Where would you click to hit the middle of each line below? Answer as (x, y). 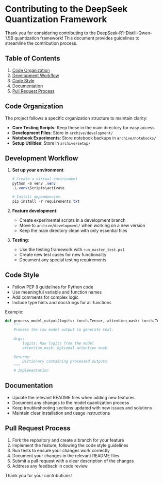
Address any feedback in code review (50, 466)
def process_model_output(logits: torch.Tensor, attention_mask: (72, 321)
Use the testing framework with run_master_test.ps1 (72, 249)
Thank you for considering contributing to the (50, 33)
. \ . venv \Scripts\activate (38, 188)
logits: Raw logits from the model (58, 343)
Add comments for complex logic (45, 297)
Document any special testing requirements (63, 260)
